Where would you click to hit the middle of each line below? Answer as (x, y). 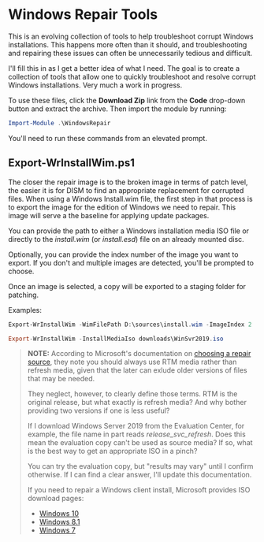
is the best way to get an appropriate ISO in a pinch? (112, 451)
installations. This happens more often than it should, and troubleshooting (128, 44)
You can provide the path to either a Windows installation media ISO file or (129, 231)
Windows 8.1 (59, 522)
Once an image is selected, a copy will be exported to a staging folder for (127, 286)
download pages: (56, 499)
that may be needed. (61, 379)
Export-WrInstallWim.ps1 (72, 163)
